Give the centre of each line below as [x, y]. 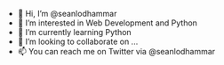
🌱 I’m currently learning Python [74, 32]
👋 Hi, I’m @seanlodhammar [67, 14]
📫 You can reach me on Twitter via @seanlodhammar [116, 51]
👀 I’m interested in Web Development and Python [108, 23]
